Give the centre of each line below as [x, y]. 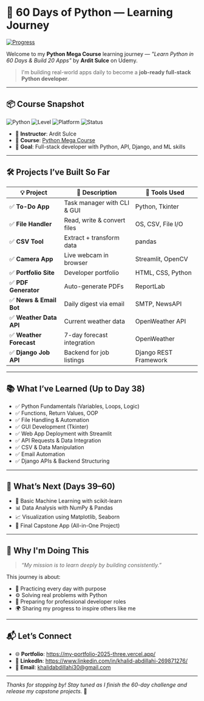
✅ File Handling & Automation [52, 420]
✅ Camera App [31, 259]
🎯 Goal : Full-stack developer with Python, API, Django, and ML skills [100, 147]
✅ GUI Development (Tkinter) [52, 427]
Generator [24, 290]
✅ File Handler [31, 224]
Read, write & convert [95, 220]
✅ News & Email [33, 300]
